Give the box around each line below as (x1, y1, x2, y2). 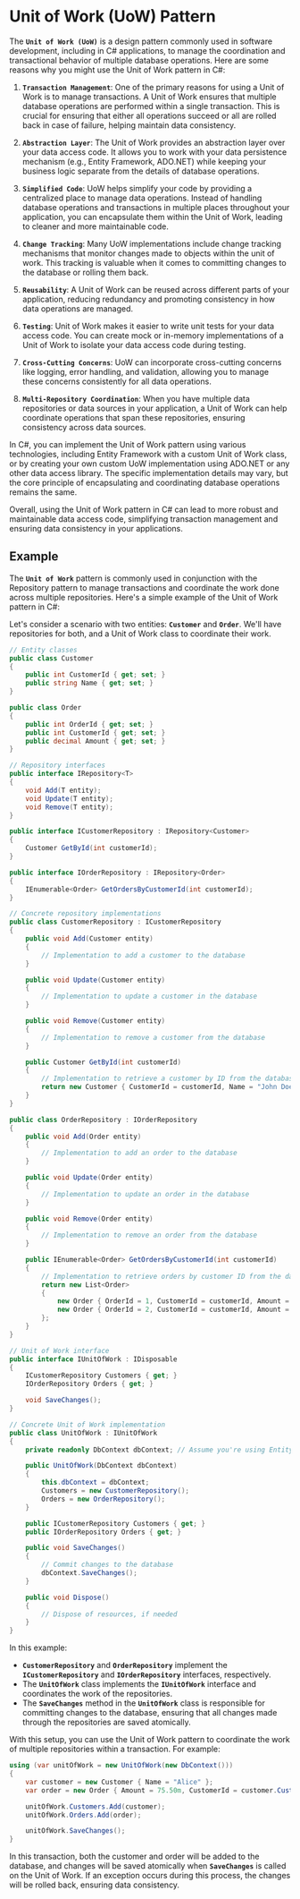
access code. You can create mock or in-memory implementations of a (21, 329, 284, 341)
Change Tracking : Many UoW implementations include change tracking (21, 238, 282, 249)
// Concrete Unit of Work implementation (9, 1420, 166, 1429)
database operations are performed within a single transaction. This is (21, 100, 280, 111)
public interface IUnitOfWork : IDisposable (9, 1354, 178, 1364)
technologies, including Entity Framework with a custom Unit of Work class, (9, 448, 287, 459)
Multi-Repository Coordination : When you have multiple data (21, 393, 250, 404)
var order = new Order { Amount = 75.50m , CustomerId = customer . (25, 1785, 278, 1795)
